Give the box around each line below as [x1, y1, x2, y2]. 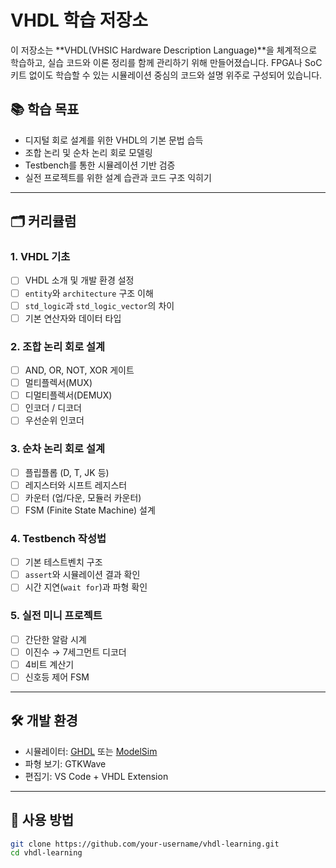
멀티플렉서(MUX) [24, 377, 93, 389]
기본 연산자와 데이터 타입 [24, 312, 122, 324]
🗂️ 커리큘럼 [10, 213, 77, 230]
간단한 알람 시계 [24, 633, 87, 645]
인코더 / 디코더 [24, 402, 82, 414]
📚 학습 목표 [10, 101, 80, 118]
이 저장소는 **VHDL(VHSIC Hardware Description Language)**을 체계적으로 [10, 44, 318, 56]
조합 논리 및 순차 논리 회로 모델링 [24, 146, 153, 158]
